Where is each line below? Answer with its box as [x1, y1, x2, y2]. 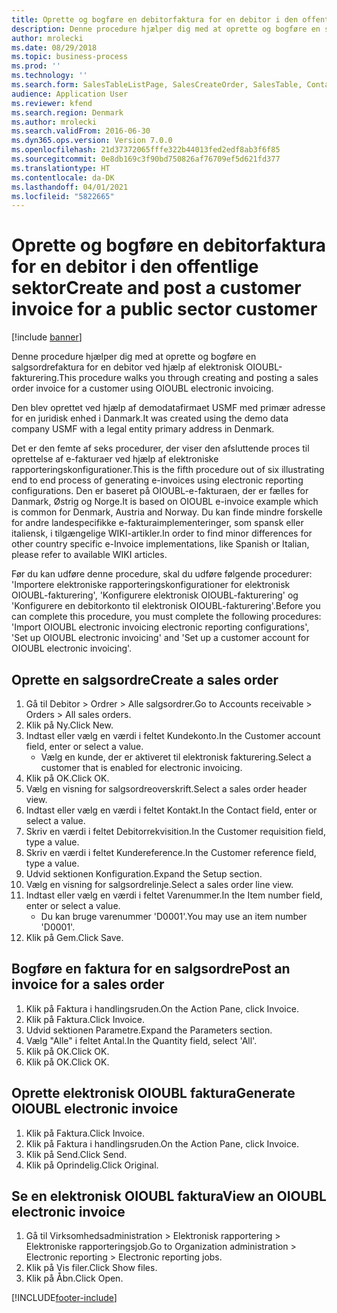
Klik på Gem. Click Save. [25, 932, 124, 943]
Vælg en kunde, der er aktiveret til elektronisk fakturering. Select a [40, 751, 312, 763]
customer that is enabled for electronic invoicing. [40, 762, 243, 773]
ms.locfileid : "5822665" [11, 191, 115, 201]
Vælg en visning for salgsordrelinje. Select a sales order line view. [25, 879, 294, 890]
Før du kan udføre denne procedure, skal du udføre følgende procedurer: [11, 568, 313, 580]
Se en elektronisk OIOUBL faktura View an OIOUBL [11, 1188, 327, 1205]
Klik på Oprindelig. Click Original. [25, 1159, 159, 1171]
